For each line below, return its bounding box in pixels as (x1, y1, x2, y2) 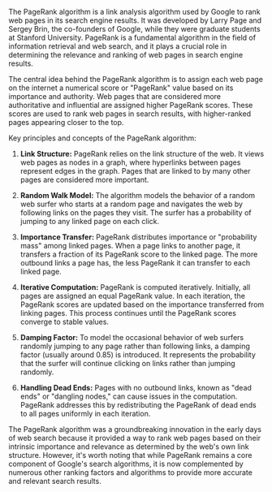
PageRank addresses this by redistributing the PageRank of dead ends (19, 400, 257, 409)
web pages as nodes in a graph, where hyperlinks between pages (19, 158, 241, 167)
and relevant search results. (8, 477, 101, 486)
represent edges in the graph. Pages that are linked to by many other (19, 166, 251, 175)
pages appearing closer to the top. (8, 118, 124, 127)
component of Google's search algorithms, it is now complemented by (8, 459, 244, 468)
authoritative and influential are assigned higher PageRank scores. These (8, 101, 253, 110)
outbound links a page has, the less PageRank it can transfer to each (19, 258, 251, 267)
